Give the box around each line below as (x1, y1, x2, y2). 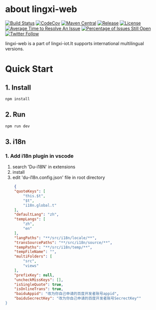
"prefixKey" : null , (14, 272, 55, 277)
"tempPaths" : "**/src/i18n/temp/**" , (14, 244, 93, 250)
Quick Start (5, 64, 53, 75)
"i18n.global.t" (23, 203, 57, 208)
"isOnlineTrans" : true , (14, 286, 64, 291)
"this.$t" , (23, 193, 46, 198)
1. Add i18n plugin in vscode (5, 152, 74, 159)
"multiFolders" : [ (14, 254, 52, 259)
